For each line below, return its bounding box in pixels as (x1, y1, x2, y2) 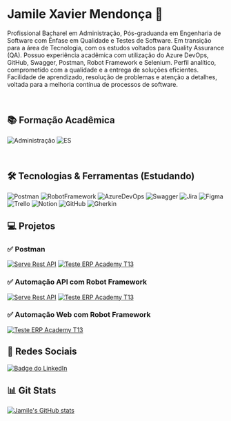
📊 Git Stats (7, 385, 57, 397)
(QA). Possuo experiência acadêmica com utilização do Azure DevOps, (7, 51, 209, 59)
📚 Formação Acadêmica (7, 114, 115, 126)
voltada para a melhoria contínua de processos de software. (7, 80, 178, 88)
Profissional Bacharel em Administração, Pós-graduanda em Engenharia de (7, 29, 221, 37)
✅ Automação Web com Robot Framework (7, 310, 151, 320)
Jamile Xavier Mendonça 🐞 (7, 6, 163, 22)
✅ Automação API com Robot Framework (7, 277, 147, 287)
